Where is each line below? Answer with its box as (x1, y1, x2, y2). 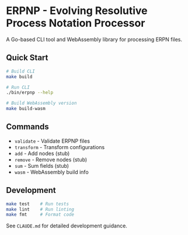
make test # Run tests (6, 201, 69, 207)
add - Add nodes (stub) (14, 150, 70, 157)
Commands (6, 122, 50, 132)
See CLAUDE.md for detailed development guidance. (6, 222, 127, 229)
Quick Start (6, 53, 48, 63)
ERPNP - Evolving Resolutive (6, 4, 148, 18)
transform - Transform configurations (14, 143, 105, 150)
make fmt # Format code (6, 212, 75, 217)
